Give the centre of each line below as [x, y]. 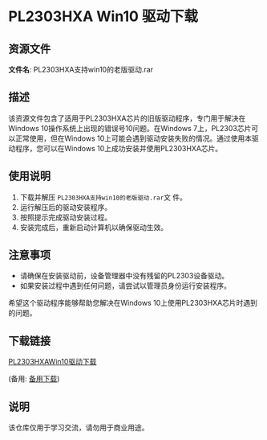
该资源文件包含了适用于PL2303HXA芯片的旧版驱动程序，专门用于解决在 [127, 118]
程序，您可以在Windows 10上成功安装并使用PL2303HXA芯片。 [119, 148]
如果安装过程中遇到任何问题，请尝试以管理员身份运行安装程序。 [125, 286]
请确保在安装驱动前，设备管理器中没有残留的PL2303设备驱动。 [124, 276]
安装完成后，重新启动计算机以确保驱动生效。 [94, 227]
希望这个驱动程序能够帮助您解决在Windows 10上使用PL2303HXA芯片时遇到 [133, 303]
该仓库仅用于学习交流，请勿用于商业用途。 [79, 428]
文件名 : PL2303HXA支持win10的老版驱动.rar [81, 70]
